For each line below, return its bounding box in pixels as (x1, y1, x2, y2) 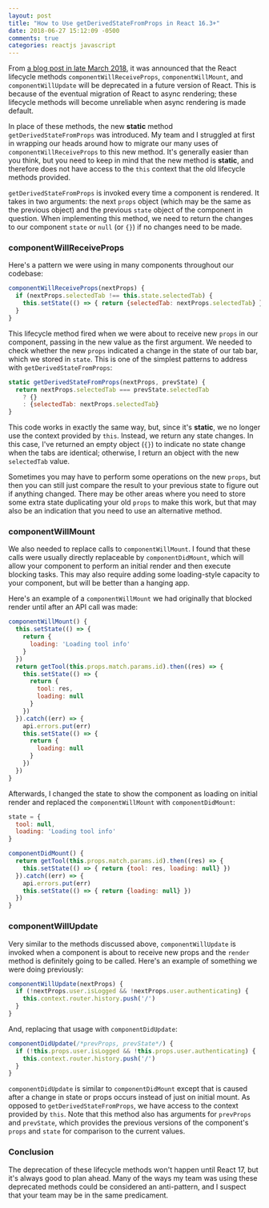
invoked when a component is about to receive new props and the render (8, 947, 250, 957)
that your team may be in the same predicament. (8, 1190, 169, 1200)
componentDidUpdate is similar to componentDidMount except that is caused (8, 1084, 248, 1093)
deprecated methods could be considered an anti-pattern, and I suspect (8, 1182, 247, 1191)
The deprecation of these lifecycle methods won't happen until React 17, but (8, 1165, 259, 1174)
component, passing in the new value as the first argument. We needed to (8, 337, 252, 347)
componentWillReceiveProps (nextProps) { (8, 284, 146, 292)
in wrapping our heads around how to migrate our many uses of (8, 139, 219, 148)
